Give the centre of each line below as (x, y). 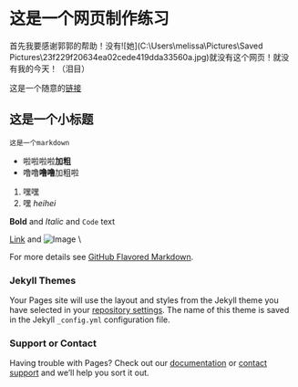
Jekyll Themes (43, 280)
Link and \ (46, 239)
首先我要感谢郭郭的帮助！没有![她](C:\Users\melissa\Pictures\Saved (136, 46)
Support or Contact (53, 343)
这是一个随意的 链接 (46, 88)
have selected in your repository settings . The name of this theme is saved (149, 310)
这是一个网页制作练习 (90, 19)
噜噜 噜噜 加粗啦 (51, 172)
